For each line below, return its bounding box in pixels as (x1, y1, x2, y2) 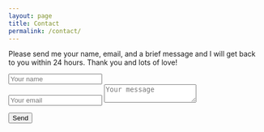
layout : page (8, 11, 53, 20)
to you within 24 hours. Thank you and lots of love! (8, 57, 178, 67)
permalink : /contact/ (8, 27, 82, 35)
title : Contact (8, 19, 60, 28)
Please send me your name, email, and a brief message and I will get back (8, 49, 256, 59)
